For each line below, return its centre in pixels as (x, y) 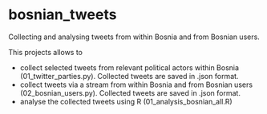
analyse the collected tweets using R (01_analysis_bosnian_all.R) (126, 101)
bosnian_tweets (63, 15)
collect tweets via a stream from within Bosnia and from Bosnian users (136, 85)
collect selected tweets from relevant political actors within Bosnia (129, 67)
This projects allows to (45, 52)
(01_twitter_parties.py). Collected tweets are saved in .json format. (129, 76)
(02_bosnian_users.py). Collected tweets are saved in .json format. (130, 92)
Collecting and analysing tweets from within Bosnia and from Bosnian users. (134, 37)
